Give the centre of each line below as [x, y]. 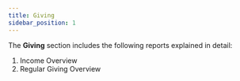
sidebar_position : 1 [42, 23]
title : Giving [32, 15]
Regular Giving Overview [60, 68]
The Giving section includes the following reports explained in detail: [120, 45]
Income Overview [48, 61]
